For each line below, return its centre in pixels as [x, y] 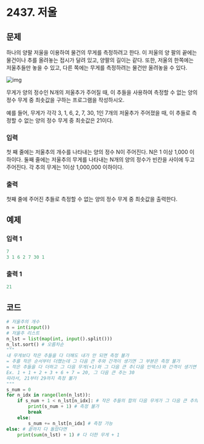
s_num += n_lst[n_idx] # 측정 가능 [71, 423]
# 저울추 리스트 [23, 333]
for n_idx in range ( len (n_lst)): [49, 395]
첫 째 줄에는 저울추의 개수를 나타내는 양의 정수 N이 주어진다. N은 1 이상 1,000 [97, 152]
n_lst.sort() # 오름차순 [35, 344]
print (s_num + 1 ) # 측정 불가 [64, 407]
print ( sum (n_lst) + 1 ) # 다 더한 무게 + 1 [69, 435]
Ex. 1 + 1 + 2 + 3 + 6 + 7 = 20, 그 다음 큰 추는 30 [70, 372]
